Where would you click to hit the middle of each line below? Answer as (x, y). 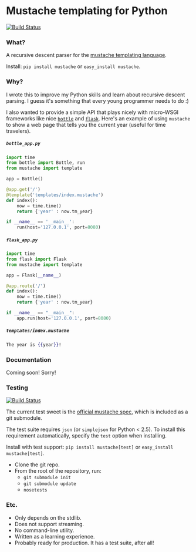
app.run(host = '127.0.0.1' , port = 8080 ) (64, 318)
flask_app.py (22, 240)
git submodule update (50, 484)
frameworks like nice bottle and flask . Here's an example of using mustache (98, 118)
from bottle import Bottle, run (45, 163)
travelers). (18, 131)
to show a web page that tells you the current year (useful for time (86, 124)
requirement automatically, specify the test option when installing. (87, 436)
